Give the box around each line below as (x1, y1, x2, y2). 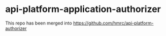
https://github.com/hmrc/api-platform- (73, 20, 154, 26)
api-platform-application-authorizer (5, 3, 161, 15)
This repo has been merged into (5, 20, 72, 26)
